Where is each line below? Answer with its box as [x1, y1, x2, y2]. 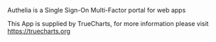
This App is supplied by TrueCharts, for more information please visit [7, 20, 209, 27]
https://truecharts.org [7, 27, 71, 35]
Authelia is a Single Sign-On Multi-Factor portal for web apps [7, 6, 186, 14]
